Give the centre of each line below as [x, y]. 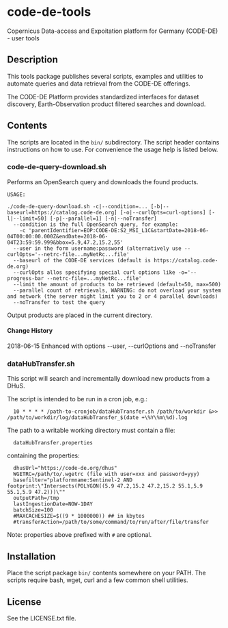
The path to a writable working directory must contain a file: [91, 430]
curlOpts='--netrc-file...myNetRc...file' [68, 254]
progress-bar [26, 278]
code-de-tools [49, 12]
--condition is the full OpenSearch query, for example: [96, 224]
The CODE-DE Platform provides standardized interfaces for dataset [103, 97]
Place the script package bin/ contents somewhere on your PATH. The [106, 573]
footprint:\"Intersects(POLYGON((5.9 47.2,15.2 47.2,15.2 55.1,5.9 [105, 486]
